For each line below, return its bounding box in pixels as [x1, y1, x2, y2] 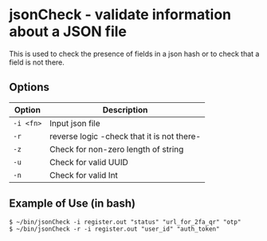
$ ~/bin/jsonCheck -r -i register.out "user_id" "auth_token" [9, 225, 220, 233]
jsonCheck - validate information [9, 6, 232, 24]
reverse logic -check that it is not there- [49, 130, 202, 141]
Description [102, 104, 148, 115]
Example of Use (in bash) [9, 197, 136, 211]
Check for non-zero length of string [49, 144, 184, 155]
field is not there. [9, 57, 65, 67]
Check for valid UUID [49, 156, 128, 168]
